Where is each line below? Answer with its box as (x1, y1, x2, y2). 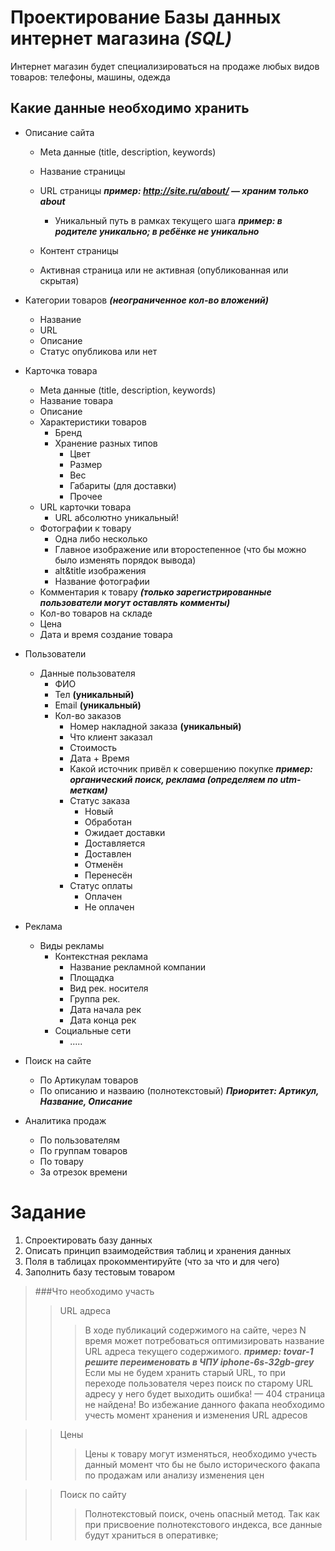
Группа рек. (69, 992, 121, 1005)
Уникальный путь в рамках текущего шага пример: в (54, 214, 283, 226)
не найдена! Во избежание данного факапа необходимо (84, 1398, 325, 1410)
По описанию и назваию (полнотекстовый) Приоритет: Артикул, (39, 1084, 320, 1096)
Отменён (84, 858, 124, 870)
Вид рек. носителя (69, 982, 149, 994)
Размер (69, 458, 103, 470)
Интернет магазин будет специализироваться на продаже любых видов (10, 60, 320, 72)
